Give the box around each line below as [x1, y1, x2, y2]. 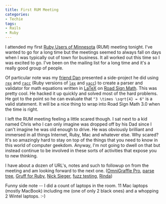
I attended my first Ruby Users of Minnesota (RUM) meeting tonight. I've [5, 44, 153, 50]
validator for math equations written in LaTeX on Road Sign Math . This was [5, 85, 157, 91]
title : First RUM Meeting [5, 7, 58, 12]
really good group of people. [5, 65, 63, 71]
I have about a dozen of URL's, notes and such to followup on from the [5, 162, 149, 168]
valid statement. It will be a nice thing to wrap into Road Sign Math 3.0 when [5, 101, 160, 107]
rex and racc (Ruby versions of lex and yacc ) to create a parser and [5, 80, 143, 86]
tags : [5, 21, 16, 26]
